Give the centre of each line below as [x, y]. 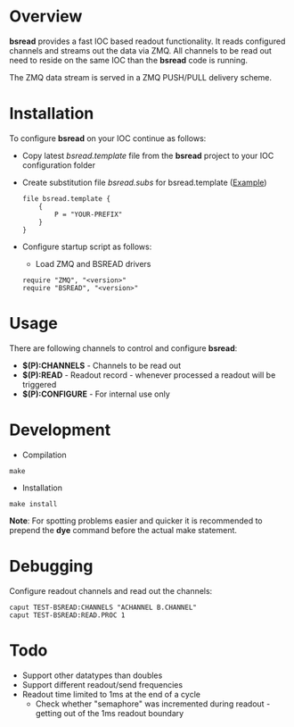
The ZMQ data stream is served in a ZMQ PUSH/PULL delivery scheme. [141, 77]
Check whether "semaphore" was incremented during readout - [153, 704]
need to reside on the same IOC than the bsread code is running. [128, 60]
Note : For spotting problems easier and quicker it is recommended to [136, 521]
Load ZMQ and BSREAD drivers [93, 263]
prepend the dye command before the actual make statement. [123, 530]
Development [60, 430]
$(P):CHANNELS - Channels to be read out [101, 365]
